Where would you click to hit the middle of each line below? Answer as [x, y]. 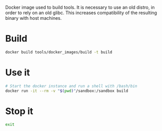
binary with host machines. [34, 18]
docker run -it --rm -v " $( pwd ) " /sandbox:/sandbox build [67, 91]
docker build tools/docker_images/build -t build [59, 52]
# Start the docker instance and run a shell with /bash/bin [71, 86]
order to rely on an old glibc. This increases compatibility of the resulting [81, 13]
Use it [18, 73]
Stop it [19, 111]
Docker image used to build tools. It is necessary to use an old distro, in [80, 7]
